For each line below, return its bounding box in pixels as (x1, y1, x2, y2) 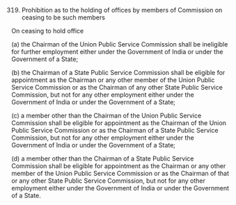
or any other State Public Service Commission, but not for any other (11, 177, 206, 185)
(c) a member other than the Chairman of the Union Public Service (11, 111, 202, 120)
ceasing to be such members (21, 13, 105, 22)
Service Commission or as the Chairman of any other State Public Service (11, 83, 223, 91)
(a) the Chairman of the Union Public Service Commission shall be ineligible (11, 40, 228, 48)
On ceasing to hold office (11, 27, 84, 35)
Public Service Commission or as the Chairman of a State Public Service (11, 126, 219, 134)
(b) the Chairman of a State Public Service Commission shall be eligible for (11, 69, 226, 76)
